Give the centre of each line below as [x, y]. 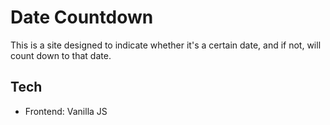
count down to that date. [61, 55]
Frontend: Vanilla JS [66, 111]
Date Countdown [82, 17]
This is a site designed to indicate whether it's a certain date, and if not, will [166, 45]
